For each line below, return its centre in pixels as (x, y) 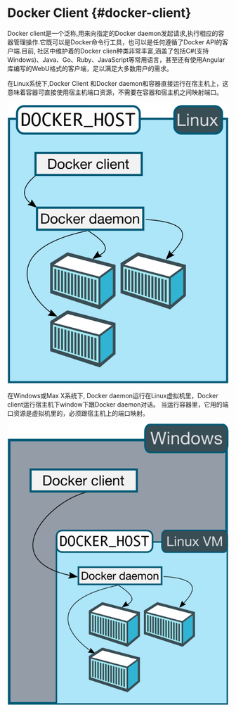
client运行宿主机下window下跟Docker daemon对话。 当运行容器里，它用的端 (118, 405)
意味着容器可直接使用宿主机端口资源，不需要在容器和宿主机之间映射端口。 (115, 92)
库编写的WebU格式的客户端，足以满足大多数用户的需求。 (90, 68)
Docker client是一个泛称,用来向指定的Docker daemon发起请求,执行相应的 (113, 33)
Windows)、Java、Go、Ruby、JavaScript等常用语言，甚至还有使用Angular (116, 59)
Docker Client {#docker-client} (99, 13)
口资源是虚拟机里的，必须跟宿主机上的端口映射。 (78, 414)
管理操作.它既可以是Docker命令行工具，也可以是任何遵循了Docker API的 (118, 42)
